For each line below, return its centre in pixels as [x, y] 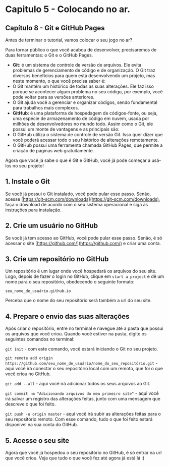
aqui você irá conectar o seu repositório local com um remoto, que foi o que [84, 369]
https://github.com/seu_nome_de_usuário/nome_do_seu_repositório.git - [81, 363]
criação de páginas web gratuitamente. [53, 151]
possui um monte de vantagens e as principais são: [66, 129]
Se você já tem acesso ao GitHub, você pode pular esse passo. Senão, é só [84, 238]
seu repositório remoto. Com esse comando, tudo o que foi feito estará [79, 419]
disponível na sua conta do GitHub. [42, 425]
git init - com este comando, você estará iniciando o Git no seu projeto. [82, 349]
